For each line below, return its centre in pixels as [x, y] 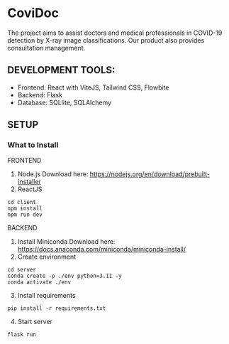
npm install [25, 209]
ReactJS [30, 189]
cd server [22, 270]
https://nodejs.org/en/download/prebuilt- [150, 174]
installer [29, 182]
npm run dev [25, 215]
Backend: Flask [40, 95]
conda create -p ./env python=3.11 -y [65, 276]
